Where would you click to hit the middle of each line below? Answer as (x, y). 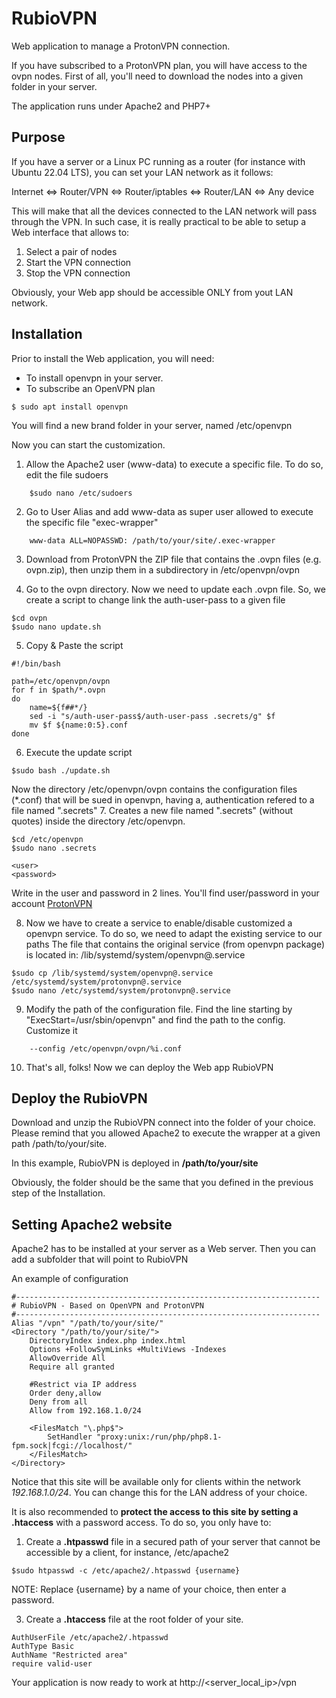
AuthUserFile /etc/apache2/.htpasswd (90, 1638)
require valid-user (52, 1664)
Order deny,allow (65, 1393)
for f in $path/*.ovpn (58, 690)
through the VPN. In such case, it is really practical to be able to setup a (159, 221)
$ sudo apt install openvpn (70, 407)
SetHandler (70, 1437)
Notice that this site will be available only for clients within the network (156, 1482)
